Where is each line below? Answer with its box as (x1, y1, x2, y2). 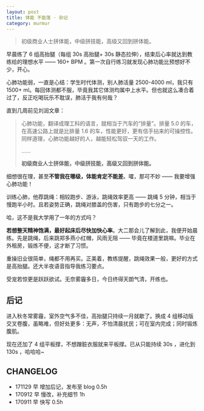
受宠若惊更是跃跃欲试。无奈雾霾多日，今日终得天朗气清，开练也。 (6, 275, 171, 283)
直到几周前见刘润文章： (6, 107, 65, 114)
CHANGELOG (6, 366, 58, 376)
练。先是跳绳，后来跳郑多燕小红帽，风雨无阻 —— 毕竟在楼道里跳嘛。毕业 (6, 234, 190, 242)
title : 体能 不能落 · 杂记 (6, 15, 68, 21)
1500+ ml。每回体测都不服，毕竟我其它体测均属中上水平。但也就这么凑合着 (6, 86, 194, 94)
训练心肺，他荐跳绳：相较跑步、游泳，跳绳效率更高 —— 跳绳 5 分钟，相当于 (6, 193, 197, 201)
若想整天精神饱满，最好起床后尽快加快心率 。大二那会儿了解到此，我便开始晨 (6, 227, 198, 234)
